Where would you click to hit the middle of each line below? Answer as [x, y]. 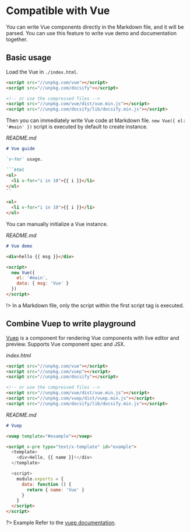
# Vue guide [20, 149]
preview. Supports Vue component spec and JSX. [66, 344]
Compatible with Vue [58, 11]
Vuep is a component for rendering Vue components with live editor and [93, 338]
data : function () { [46, 484]
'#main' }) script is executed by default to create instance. [77, 127]
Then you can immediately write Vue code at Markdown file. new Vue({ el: [96, 120]
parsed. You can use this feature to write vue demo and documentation [91, 33]
